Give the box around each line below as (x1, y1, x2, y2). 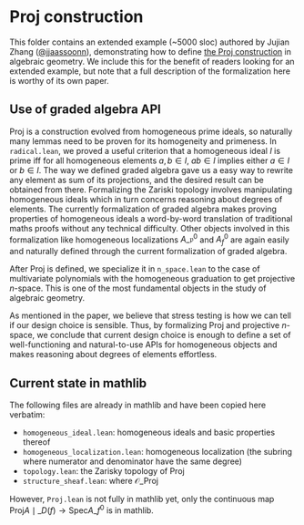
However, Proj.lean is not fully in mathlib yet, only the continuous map (9, 494, 275, 505)
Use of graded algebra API (9, 102, 162, 118)
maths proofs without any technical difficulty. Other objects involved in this (9, 222, 290, 233)
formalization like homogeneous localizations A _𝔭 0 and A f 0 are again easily (9, 232, 289, 247)
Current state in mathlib (9, 376, 147, 391)
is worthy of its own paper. (9, 75, 109, 86)
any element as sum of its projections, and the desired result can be (9, 174, 264, 185)
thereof (22, 437, 51, 448)
